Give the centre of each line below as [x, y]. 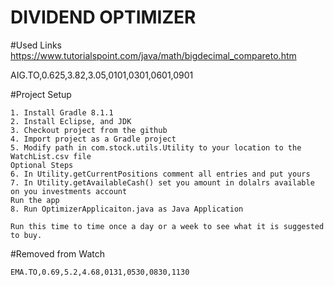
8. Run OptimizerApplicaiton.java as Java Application [127, 209]
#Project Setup [41, 94]
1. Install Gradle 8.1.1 [62, 112]
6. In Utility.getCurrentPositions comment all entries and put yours [160, 174]
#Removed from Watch [57, 253]
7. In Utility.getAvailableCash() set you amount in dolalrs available [162, 182]
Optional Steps [42, 165]
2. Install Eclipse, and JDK [71, 121]
